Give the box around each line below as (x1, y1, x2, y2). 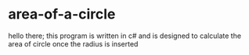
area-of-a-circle (8, 5, 116, 23)
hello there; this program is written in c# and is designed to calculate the (8, 31, 241, 40)
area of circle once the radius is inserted (8, 39, 139, 48)
